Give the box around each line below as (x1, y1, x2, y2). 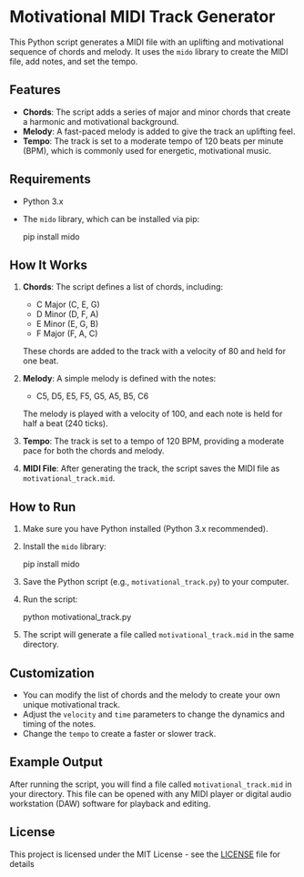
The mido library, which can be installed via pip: (22, 213, 200, 224)
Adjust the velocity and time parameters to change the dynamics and (22, 709, 285, 719)
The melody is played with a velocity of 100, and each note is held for (22, 408, 283, 420)
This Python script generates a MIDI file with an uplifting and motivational (9, 36, 284, 47)
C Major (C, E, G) (35, 299, 100, 311)
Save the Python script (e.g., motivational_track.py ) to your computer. (22, 576, 289, 587)
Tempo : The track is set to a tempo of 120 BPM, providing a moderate (22, 435, 285, 447)
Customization (9, 665, 96, 680)
